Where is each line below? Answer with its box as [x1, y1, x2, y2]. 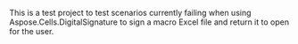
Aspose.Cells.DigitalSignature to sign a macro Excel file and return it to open [9, 17, 290, 27]
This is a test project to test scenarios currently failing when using [9, 8, 252, 18]
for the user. [9, 26, 54, 36]
